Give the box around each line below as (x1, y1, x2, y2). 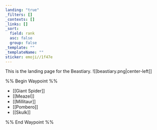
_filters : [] (5, 12, 33, 17)
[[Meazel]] (12, 93, 35, 99)
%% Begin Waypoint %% (5, 78, 58, 84)
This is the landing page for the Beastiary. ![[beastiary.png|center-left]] (5, 68, 152, 74)
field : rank (10, 31, 35, 36)
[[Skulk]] (12, 109, 31, 115)
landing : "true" (5, 7, 39, 13)
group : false (10, 40, 37, 46)
